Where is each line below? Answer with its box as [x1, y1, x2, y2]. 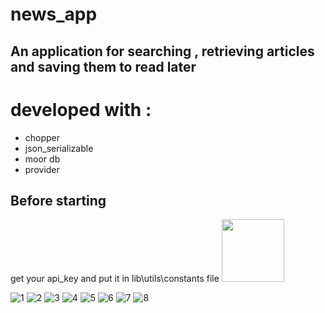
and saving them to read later [10, 58, 197, 75]
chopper [24, 131, 61, 143]
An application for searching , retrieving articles [10, 43, 315, 60]
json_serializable [24, 142, 94, 154]
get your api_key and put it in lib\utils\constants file [10, 273, 220, 285]
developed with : [10, 98, 152, 121]
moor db [24, 153, 61, 165]
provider [24, 163, 60, 175]
